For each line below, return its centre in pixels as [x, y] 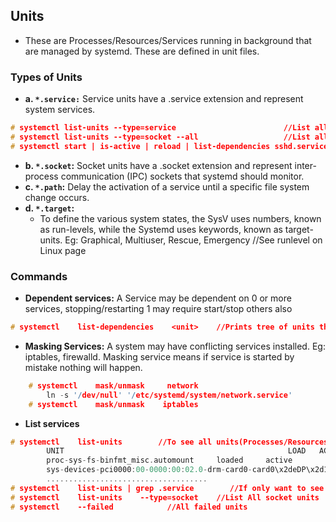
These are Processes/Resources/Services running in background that [168, 40]
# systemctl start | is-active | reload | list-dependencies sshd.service [169, 146]
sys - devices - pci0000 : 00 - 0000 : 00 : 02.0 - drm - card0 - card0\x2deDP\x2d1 [187, 470]
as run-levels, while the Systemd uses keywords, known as [161, 229]
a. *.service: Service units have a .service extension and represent [164, 99]
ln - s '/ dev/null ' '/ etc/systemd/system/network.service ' [169, 395]
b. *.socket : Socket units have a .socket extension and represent [158, 165]
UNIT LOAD [176, 451]
